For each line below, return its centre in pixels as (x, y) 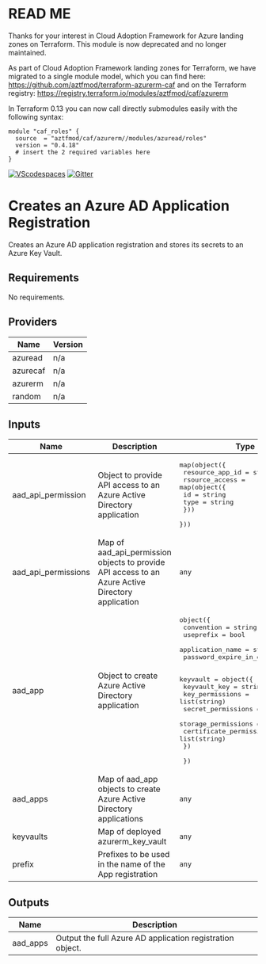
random (27, 396)
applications (121, 819)
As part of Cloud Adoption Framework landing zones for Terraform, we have (132, 67)
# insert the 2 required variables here (83, 152)
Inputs (25, 424)
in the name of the (131, 864)
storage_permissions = (220, 724)
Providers (33, 322)
